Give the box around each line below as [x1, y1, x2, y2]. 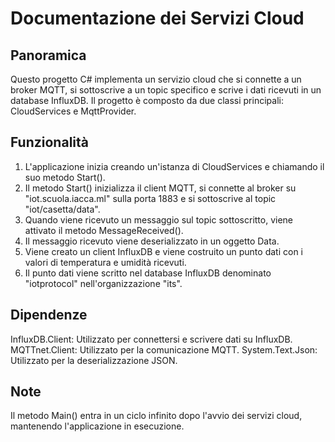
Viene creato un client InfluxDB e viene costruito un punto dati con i [24, 245, 303, 257]
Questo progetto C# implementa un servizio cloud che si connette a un [10, 73, 302, 85]
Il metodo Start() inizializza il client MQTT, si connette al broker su [24, 182, 297, 194]
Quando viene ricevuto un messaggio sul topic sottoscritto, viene [24, 213, 294, 226]
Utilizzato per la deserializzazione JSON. [10, 354, 178, 366]
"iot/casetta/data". [24, 203, 101, 215]
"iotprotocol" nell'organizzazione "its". [24, 277, 183, 289]
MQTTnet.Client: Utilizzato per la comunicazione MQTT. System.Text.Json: [10, 343, 318, 356]
